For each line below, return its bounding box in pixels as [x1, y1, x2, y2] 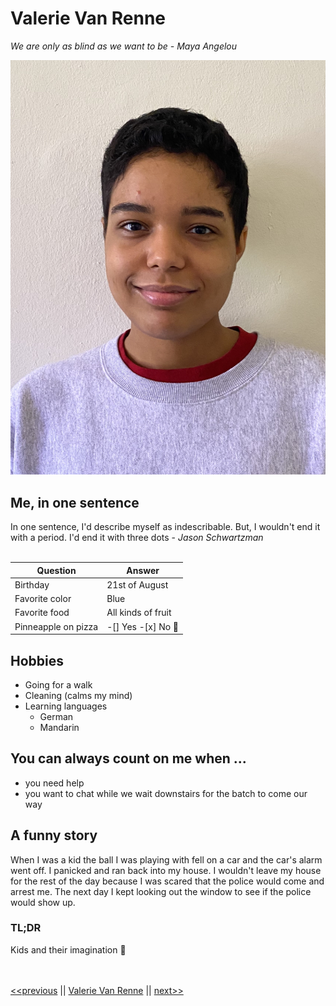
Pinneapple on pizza [14, 620, 99, 632]
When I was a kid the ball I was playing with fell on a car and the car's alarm [10, 853, 323, 866]
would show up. [10, 896, 76, 908]
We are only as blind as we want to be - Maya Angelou [10, 40, 238, 52]
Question [36, 564, 77, 576]
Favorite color [14, 593, 72, 605]
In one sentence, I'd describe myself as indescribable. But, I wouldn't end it [10, 521, 321, 533]
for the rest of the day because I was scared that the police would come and [10, 875, 325, 887]
